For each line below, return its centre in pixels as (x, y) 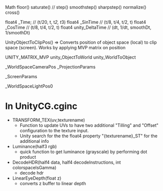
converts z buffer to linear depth (53, 183)
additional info (34, 141)
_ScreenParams (21, 76)
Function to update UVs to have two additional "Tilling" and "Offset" (89, 125)
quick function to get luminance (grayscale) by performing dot (83, 152)
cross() (12, 12)
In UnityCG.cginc (41, 106)
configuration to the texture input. (54, 130)
